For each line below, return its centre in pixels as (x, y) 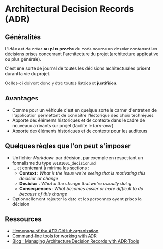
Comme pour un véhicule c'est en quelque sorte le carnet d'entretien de (84, 110)
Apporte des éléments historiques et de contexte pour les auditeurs (80, 131)
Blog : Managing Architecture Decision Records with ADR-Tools (76, 241)
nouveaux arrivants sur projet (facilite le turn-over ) (63, 125)
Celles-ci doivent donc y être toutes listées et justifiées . (61, 83)
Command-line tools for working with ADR (54, 236)
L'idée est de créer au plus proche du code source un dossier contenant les (81, 49)
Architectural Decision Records (70, 9)
